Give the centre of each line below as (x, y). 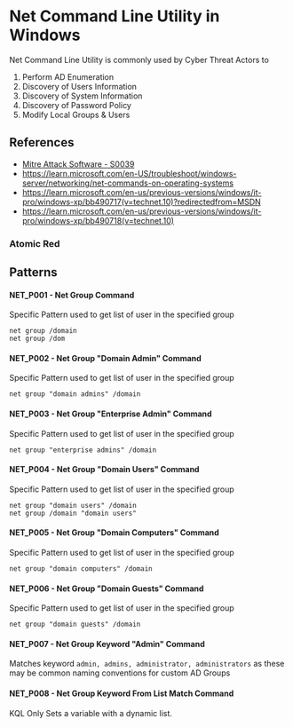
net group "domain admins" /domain (75, 394)
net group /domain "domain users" (73, 513)
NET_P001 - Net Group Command (72, 295)
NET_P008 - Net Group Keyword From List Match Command (122, 693)
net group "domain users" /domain (73, 505)
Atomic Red (35, 243)
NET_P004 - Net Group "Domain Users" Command (104, 470)
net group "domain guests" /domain (75, 624)
